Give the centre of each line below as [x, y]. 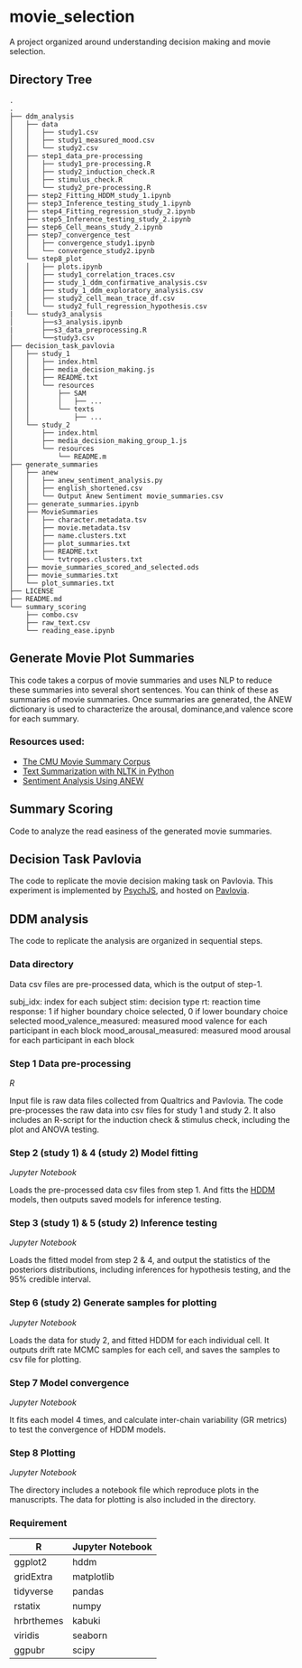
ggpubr [29, 1650]
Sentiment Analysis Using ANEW [83, 780]
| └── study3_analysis [56, 314]
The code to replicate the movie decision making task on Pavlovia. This [141, 881]
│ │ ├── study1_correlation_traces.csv [92, 274]
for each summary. [44, 718]
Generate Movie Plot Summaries [102, 659]
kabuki [86, 1620]
